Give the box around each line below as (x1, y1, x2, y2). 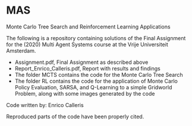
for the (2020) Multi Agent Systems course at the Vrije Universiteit (6, 41, 168, 48)
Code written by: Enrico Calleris (6, 101, 84, 108)
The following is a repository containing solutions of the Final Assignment (6, 34, 186, 41)
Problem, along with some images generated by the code (14, 90, 155, 97)
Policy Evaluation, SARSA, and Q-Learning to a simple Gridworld (14, 83, 172, 91)
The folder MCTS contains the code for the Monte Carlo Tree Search (14, 71, 183, 78)
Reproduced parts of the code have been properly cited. (6, 113, 144, 120)
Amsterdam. (6, 47, 36, 54)
